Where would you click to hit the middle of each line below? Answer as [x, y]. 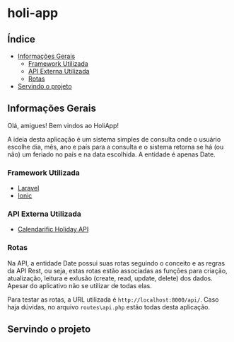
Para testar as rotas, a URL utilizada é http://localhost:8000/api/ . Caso [113, 300]
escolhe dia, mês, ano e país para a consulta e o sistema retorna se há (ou [116, 147]
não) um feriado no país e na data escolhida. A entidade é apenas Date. [111, 154]
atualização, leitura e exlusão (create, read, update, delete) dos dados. [110, 278]
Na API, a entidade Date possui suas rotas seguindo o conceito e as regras [116, 263]
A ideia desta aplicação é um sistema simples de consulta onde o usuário [114, 139]
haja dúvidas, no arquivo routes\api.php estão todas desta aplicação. [109, 307]
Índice [21, 39]
